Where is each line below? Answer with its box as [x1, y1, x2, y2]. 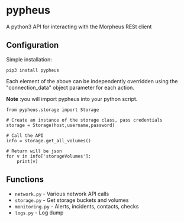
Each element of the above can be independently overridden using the [6, 77, 178, 84]
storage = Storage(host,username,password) [6, 122, 115, 128]
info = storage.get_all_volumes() [6, 138, 92, 143]
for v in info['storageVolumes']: [6, 153, 92, 159]
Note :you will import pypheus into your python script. [6, 95, 138, 102]
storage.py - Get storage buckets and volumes [14, 196, 129, 204]
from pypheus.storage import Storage [6, 107, 99, 113]
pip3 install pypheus [6, 67, 60, 73]
